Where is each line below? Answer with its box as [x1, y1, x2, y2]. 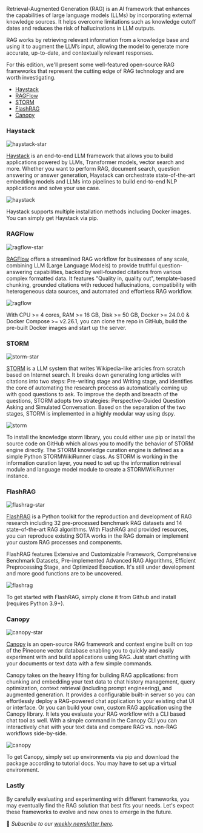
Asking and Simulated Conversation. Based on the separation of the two [6, 403, 186, 411]
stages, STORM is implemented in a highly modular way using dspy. [6, 410, 176, 417]
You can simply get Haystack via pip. [6, 214, 99, 222]
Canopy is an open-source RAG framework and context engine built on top [6, 640, 193, 648]
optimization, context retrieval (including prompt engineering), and [6, 685, 172, 692]
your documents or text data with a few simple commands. [6, 660, 153, 667]
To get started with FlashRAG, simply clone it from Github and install [6, 594, 176, 601]
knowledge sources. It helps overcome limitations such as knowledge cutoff [6, 18, 196, 25]
